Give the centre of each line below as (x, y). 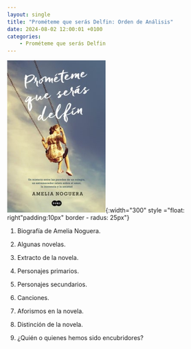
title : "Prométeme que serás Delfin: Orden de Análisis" (90, 22)
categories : (24, 37)
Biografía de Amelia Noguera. (59, 231)
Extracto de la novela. (48, 258)
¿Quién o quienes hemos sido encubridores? (80, 338)
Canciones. (33, 298)
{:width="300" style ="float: (145, 210)
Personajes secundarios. (52, 285)
